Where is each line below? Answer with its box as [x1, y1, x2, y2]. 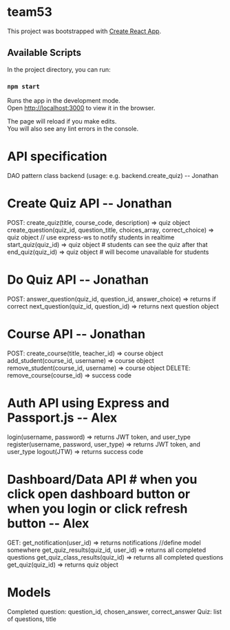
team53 [7, 4, 53, 20]
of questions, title [7, 615, 57, 623]
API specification [7, 149, 108, 164]
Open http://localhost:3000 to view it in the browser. [7, 104, 156, 112]
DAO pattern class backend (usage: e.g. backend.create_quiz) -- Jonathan [7, 171, 219, 179]
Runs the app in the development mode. [7, 97, 121, 105]
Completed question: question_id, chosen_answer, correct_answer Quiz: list [7, 607, 222, 616]
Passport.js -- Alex [7, 410, 118, 425]
